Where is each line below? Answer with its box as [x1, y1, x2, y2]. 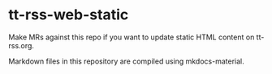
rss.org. [8, 40, 35, 50]
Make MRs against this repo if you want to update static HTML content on [8, 32, 255, 42]
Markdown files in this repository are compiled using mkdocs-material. [8, 56, 245, 66]
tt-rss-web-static [8, 6, 129, 24]
